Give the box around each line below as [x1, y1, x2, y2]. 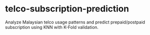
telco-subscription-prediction [5, 3, 129, 14]
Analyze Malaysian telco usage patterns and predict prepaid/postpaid [5, 19, 146, 25]
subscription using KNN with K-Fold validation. [5, 24, 99, 30]
